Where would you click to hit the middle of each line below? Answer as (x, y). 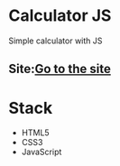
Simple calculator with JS (55, 41)
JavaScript (42, 152)
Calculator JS (60, 16)
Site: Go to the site (60, 69)
